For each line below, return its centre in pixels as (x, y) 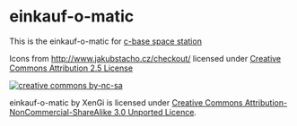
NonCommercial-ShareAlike (61, 112)
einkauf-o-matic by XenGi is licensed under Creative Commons (126, 102)
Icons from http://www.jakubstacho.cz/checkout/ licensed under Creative (145, 58)
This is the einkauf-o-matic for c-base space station (105, 41)
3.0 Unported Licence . (155, 112)
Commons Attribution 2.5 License (71, 68)
